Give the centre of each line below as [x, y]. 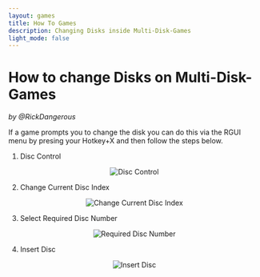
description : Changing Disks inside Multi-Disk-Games [100, 30]
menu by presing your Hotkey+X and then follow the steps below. [116, 141]
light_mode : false [39, 38]
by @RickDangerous [42, 117]
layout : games [32, 16]
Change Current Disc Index [65, 187]
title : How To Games [43, 23]
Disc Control [40, 156]
